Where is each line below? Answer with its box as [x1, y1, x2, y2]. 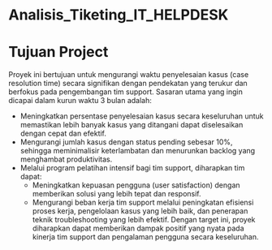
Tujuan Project [8, 43, 109, 62]
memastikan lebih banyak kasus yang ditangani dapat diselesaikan [19, 120, 244, 130]
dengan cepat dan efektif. [19, 128, 107, 139]
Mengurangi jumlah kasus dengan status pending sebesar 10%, [19, 137, 233, 147]
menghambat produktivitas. [19, 154, 113, 164]
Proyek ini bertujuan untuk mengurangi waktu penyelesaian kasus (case [8, 70, 249, 80]
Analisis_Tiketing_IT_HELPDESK [8, 6, 229, 24]
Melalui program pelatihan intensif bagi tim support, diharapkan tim [19, 163, 245, 173]
